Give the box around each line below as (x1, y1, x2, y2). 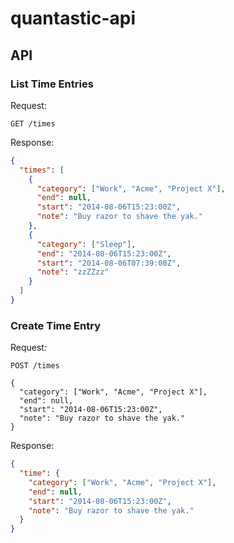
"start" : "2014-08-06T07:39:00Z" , (36, 258, 182, 268)
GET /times (10, 118, 56, 129)
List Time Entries (10, 77, 94, 91)
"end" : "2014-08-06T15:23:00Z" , (36, 248, 172, 259)
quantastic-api (10, 7, 137, 30)
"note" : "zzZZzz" (36, 267, 110, 277)
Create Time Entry (10, 318, 101, 332)
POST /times (10, 361, 60, 371)
